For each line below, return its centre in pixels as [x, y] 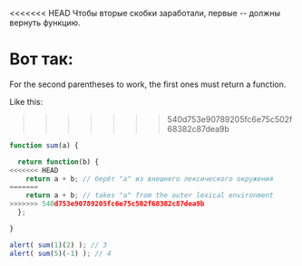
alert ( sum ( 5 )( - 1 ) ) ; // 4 [60, 253]
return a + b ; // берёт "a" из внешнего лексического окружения [150, 179]
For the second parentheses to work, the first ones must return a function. [148, 84]
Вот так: [42, 59]
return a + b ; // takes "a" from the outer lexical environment [150, 195]
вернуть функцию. [45, 23]
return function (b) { [58, 162]
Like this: [26, 101]
